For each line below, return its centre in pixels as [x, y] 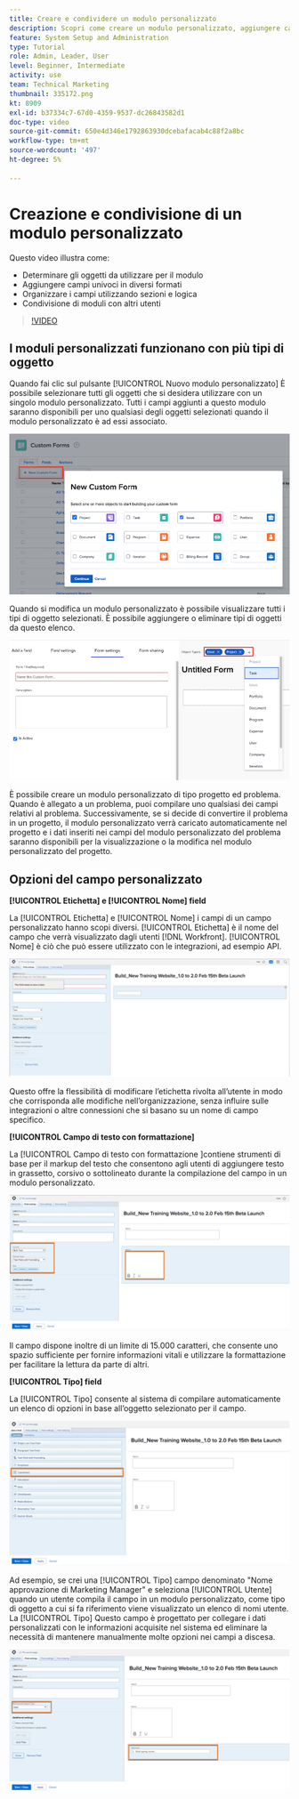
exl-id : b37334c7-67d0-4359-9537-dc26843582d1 [97, 113]
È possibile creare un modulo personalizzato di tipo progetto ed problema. [145, 795]
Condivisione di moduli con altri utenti [92, 303]
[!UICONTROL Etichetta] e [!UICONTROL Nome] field [108, 900]
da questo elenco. [42, 628]
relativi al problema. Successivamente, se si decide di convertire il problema [149, 813]
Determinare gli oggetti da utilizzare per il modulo [113, 275]
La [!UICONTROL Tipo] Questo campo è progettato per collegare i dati [138, 1617]
